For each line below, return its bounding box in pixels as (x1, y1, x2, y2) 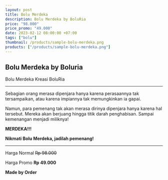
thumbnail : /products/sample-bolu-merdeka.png (5, 40, 104, 45)
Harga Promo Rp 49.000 (5, 159, 56, 165)
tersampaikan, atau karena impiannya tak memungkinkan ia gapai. (5, 96, 141, 102)
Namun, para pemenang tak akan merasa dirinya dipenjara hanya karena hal (5, 105, 162, 111)
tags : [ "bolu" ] (5, 35, 37, 40)
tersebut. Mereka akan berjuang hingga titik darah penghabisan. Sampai (5, 111, 154, 117)
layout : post (5, 7, 32, 12)
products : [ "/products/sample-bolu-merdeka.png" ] (5, 44, 111, 49)
